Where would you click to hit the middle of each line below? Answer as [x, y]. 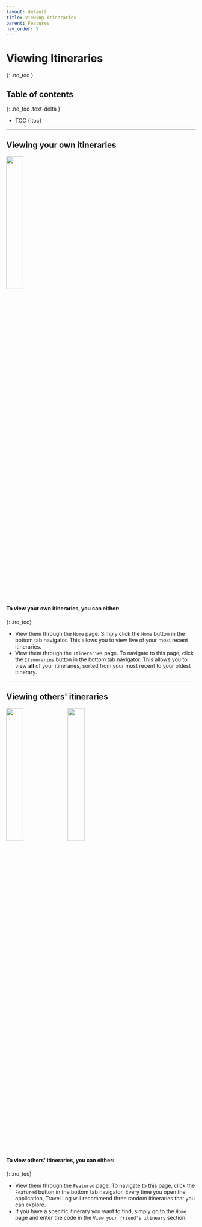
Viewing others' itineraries [57, 697]
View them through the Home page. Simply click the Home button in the [100, 634]
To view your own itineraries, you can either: [63, 609]
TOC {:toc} [28, 120]
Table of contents [40, 94]
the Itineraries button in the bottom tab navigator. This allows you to [101, 659]
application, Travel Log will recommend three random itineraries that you [105, 1199]
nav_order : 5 [23, 29]
